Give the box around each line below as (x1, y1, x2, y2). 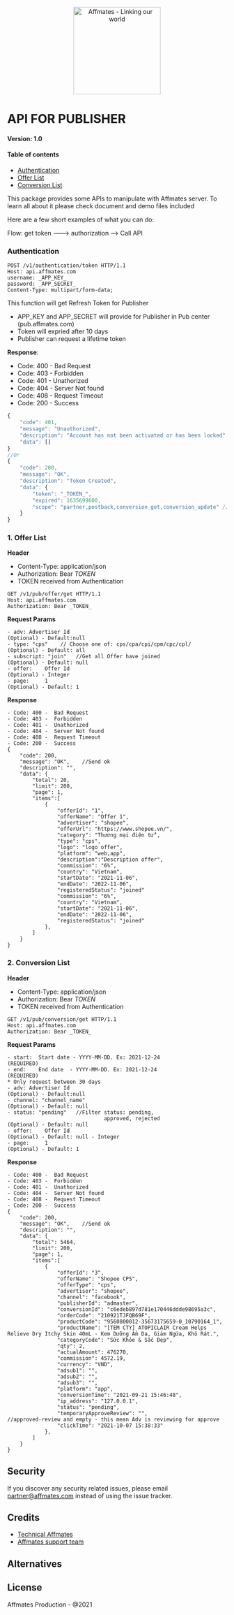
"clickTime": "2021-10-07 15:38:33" (56, 1422, 164, 1429)
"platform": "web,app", (56, 850, 127, 857)
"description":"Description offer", (56, 856, 164, 863)
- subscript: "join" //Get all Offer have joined (7, 653, 160, 660)
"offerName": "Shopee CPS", (56, 1275, 139, 1282)
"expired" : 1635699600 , (32, 497, 101, 504)
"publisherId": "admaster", (56, 1300, 139, 1307)
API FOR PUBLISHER (7, 111, 127, 127)
